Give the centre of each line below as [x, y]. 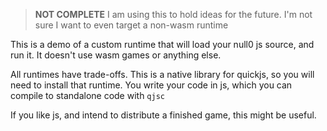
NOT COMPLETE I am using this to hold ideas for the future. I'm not [173, 14]
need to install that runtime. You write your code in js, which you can [151, 85]
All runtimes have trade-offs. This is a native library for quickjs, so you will [162, 74]
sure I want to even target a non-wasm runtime [131, 25]
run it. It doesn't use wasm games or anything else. [116, 55]
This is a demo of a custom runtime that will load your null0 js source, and [162, 44]
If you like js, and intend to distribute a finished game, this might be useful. [163, 115]
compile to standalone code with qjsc [87, 95]
